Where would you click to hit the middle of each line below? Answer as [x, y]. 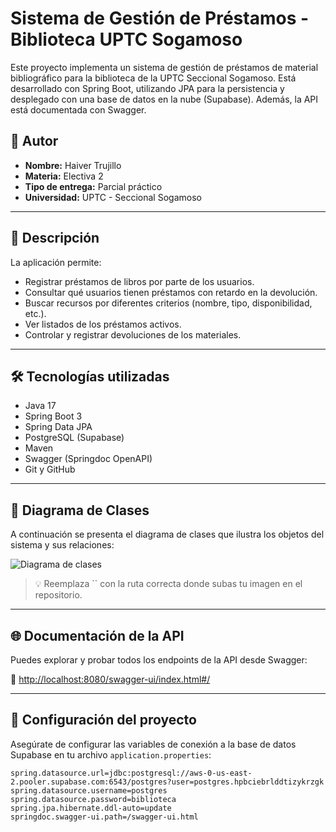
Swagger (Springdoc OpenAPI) [88, 459]
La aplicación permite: [56, 262]
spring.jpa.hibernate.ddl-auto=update [91, 808]
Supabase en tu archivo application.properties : [111, 754]
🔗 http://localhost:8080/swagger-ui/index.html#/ [110, 679]
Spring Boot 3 [53, 416]
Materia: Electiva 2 [64, 176]
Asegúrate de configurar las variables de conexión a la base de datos [153, 744]
